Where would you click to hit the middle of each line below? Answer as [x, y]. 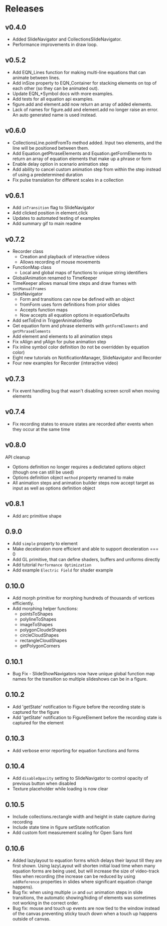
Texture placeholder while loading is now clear [60, 789]
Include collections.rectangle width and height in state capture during [84, 817]
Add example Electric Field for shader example [63, 570]
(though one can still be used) [43, 472]
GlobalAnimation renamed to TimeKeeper [55, 278]
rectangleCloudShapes [43, 641]
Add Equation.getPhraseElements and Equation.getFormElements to [82, 153]
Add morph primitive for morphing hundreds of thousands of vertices [83, 598]
